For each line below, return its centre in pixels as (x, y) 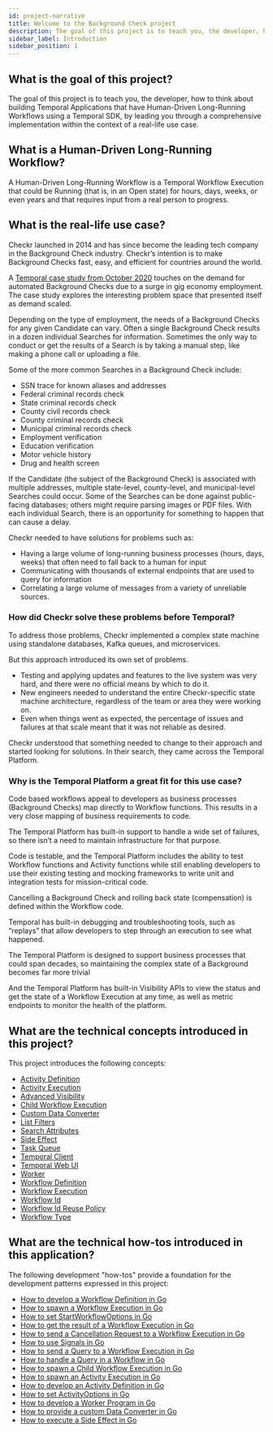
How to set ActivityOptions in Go (75, 1394)
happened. (26, 940)
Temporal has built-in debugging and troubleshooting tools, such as (122, 922)
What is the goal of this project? (91, 79)
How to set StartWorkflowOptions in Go (86, 1316)
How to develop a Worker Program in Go (88, 1403)
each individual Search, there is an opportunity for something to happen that (136, 513)
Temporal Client (47, 1156)
